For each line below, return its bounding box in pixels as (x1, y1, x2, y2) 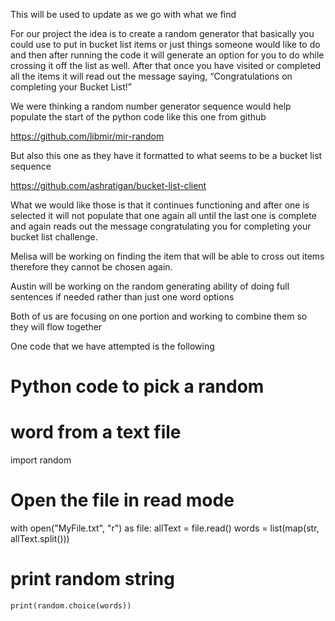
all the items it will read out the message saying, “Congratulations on (10, 70, 293, 82)
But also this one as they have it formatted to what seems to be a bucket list (10, 150, 323, 161)
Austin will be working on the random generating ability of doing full (10, 280, 290, 292)
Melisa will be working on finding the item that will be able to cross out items (10, 250, 325, 262)
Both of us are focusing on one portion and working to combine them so (10, 310, 308, 322)
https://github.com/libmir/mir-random (10, 130, 165, 142)
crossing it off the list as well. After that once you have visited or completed (10, 60, 322, 71)
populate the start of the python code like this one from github (10, 111, 267, 123)
